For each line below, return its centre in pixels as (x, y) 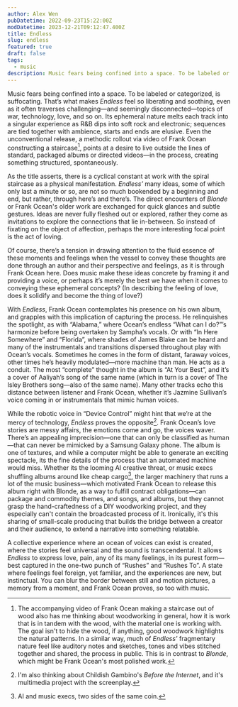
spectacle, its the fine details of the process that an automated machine (112, 460)
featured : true (30, 47)
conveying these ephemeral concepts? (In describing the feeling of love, (113, 288)
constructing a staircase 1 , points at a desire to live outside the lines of (109, 147)
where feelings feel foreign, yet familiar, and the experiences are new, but (114, 573)
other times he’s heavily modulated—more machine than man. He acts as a (116, 362)
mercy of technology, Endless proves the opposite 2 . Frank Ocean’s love (112, 422)
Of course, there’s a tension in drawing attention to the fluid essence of (111, 251)
